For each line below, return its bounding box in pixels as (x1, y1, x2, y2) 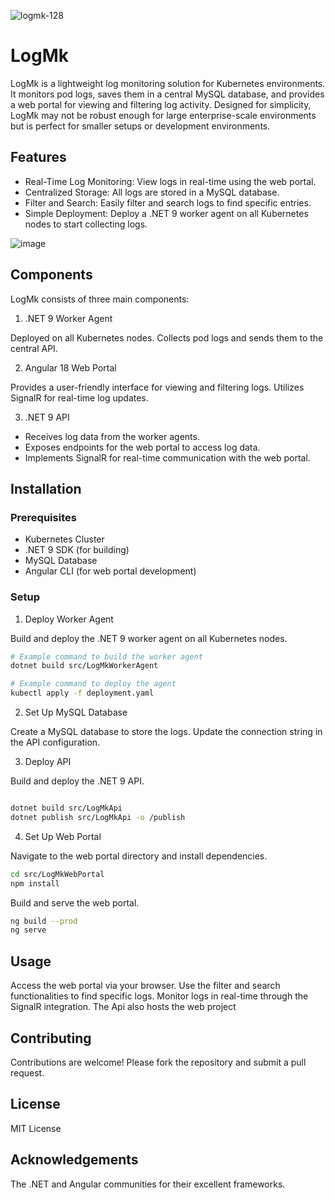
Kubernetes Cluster (24, 533, 105, 545)
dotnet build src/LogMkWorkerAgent (10, 661, 159, 671)
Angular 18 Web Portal (24, 361, 117, 374)
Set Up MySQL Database (24, 706, 128, 719)
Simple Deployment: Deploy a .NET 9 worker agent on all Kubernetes (24, 207, 309, 219)
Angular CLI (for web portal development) (24, 565, 197, 577)
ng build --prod (10, 916, 78, 926)
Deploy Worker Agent (24, 613, 114, 625)
